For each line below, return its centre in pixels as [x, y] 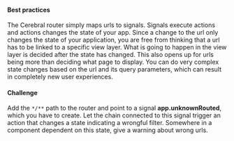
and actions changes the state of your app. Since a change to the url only [113, 33]
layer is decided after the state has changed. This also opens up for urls [111, 55]
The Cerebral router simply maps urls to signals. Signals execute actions [111, 25]
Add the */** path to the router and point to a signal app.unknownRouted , [115, 108]
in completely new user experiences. [60, 77]
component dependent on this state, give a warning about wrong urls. [108, 130]
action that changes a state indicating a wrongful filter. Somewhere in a [110, 123]
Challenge [23, 92]
